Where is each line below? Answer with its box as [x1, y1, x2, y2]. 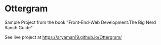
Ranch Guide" [4, 24, 33, 30]
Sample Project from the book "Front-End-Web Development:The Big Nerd [4, 19, 156, 25]
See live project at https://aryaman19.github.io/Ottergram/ [4, 34, 122, 40]
